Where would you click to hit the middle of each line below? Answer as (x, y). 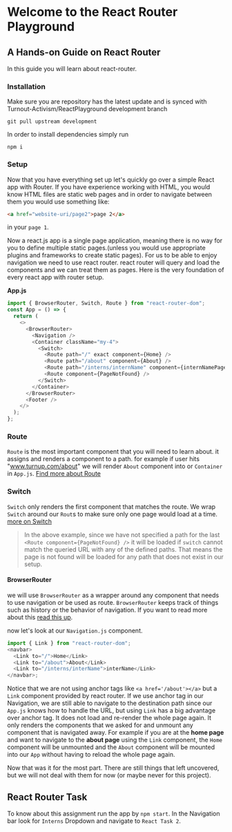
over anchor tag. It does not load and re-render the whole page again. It (109, 718)
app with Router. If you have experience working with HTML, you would (109, 186)
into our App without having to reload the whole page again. (91, 755)
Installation (27, 86)
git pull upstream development (52, 122)
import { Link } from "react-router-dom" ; (69, 643)
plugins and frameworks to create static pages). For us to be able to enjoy (112, 255)
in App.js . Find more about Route (54, 474)
